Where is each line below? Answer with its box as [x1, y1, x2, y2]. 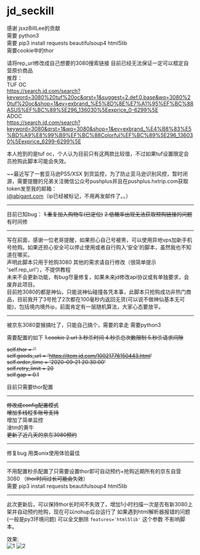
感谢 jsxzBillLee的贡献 [7, 24, 61, 31]
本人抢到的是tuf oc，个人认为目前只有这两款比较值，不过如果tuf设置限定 [7, 150, 184, 157]
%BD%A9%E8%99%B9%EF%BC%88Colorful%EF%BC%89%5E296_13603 [7, 131, 193, 138]
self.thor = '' [7, 346, 37, 353]
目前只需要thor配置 [7, 383, 53, 390]
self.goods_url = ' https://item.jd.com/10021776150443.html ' [7, 352, 153, 359]
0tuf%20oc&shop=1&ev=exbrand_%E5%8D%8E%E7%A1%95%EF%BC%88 [7, 100, 193, 107]
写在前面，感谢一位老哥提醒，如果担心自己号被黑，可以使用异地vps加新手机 [7, 236, 192, 243]
